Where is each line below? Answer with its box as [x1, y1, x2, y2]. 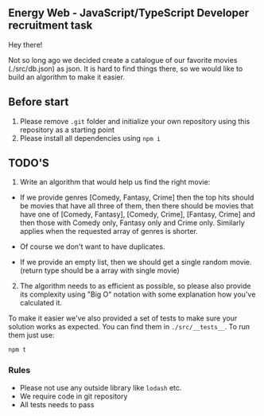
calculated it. [19, 298, 62, 308]
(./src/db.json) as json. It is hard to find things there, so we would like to [8, 64, 243, 73]
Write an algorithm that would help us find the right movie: [19, 177, 211, 187]
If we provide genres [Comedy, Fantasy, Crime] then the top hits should [19, 192, 254, 202]
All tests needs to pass [19, 399, 95, 409]
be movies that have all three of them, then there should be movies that [19, 201, 254, 211]
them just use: [8, 330, 55, 340]
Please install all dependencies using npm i [19, 133, 161, 142]
